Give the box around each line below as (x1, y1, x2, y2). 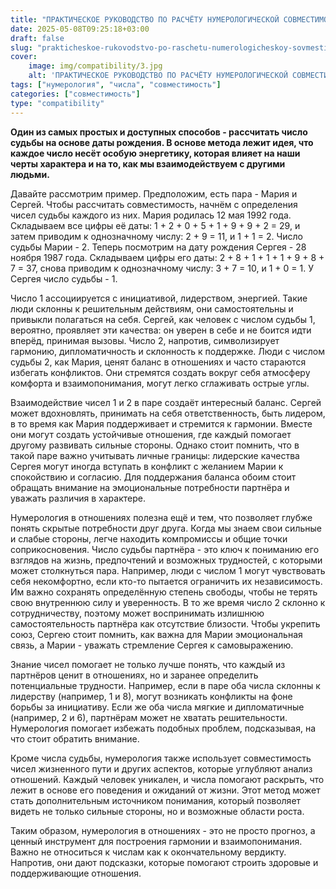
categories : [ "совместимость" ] (10, 89, 141, 99)
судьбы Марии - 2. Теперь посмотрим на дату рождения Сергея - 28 (10, 241, 307, 253)
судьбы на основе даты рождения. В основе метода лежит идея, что (10, 136, 314, 148)
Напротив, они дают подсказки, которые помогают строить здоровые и (10, 856, 319, 868)
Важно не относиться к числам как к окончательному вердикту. (10, 846, 287, 858)
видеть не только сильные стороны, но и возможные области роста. (10, 805, 305, 817)
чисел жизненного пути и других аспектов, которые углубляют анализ (10, 762, 313, 775)
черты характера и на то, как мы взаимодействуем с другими (10, 157, 286, 170)
